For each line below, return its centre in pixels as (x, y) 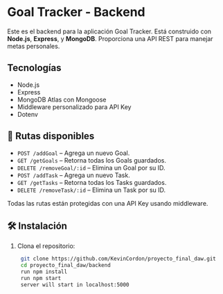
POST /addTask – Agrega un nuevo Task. (73, 175)
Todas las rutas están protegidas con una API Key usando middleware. (108, 203)
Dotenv (27, 114)
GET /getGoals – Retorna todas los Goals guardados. (91, 160)
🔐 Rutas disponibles (51, 136)
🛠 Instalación (37, 226)
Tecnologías (34, 68)
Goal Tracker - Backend (76, 12)
